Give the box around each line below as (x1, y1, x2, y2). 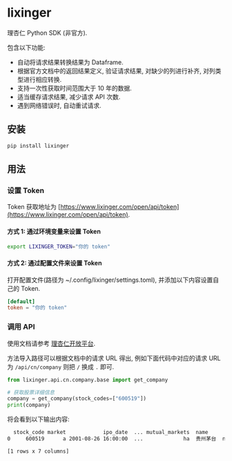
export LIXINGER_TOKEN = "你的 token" (7, 243, 110, 250)
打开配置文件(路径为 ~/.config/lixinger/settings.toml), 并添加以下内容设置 (7, 275, 213, 284)
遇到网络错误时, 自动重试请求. (17, 101, 101, 109)
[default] (7, 298, 36, 305)
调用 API (7, 322, 35, 332)
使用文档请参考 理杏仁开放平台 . (7, 339, 95, 347)
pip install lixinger (7, 142, 70, 150)
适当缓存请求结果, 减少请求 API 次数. (17, 92, 121, 101)
